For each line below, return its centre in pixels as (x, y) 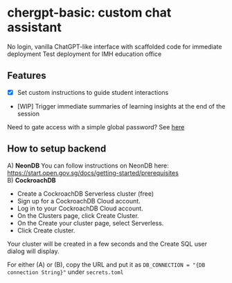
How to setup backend (57, 149)
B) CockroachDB (32, 180)
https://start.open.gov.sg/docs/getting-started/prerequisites (93, 173)
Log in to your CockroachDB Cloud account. (80, 208)
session (28, 113)
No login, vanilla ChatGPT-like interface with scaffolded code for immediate (115, 46)
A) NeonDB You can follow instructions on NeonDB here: (88, 165)
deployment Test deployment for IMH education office (84, 54)
